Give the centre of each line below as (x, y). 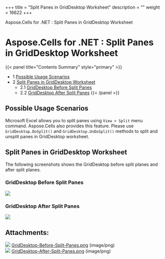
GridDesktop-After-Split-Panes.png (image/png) (61, 251)
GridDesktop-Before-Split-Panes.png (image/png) (63, 245)
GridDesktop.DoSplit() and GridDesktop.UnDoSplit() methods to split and (81, 131)
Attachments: (27, 232)
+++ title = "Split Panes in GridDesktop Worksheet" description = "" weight (83, 7)
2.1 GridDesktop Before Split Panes (56, 87)
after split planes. (23, 169)
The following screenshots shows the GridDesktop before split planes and (81, 164)
